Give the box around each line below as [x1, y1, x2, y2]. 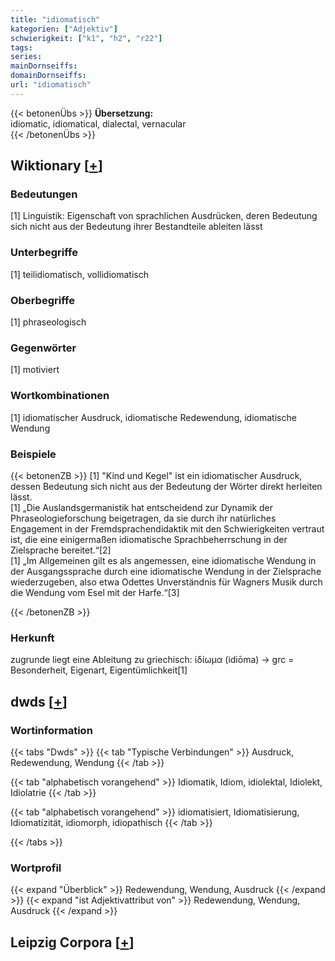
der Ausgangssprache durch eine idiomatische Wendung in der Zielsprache [10, 565, 322, 577]
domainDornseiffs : [10, 71, 87, 81]
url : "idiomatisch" [10, 80, 92, 90]
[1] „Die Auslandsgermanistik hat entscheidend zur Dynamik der [10, 501, 274, 513]
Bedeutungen [10, 187, 78, 201]
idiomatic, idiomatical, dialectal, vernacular [10, 117, 187, 130]
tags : [10, 42, 33, 53]
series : [10, 52, 43, 62]
